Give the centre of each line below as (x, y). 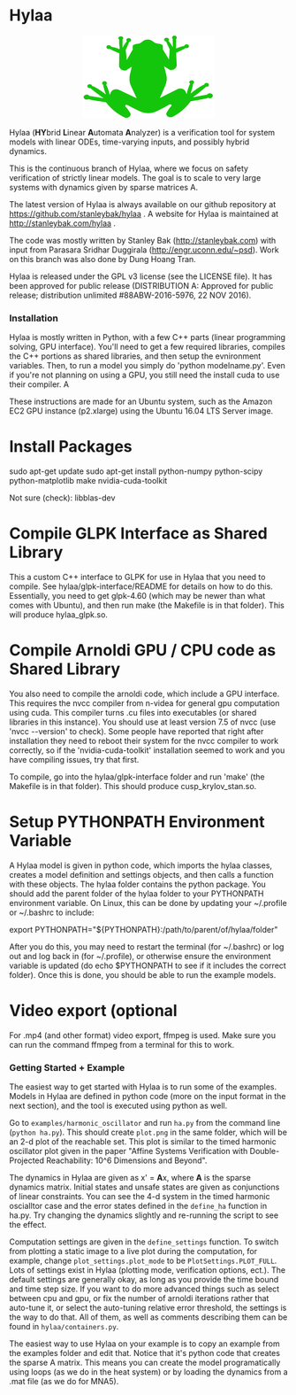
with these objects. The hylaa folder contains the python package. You (138, 884)
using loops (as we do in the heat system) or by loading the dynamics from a (149, 1372)
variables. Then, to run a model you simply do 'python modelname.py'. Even (147, 366)
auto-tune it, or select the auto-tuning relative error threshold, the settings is (148, 1308)
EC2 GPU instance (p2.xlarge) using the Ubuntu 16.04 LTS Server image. (141, 411)
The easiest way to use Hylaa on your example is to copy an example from (144, 1344)
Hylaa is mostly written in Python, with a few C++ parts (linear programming (147, 337)
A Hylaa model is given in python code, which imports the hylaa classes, (140, 865)
